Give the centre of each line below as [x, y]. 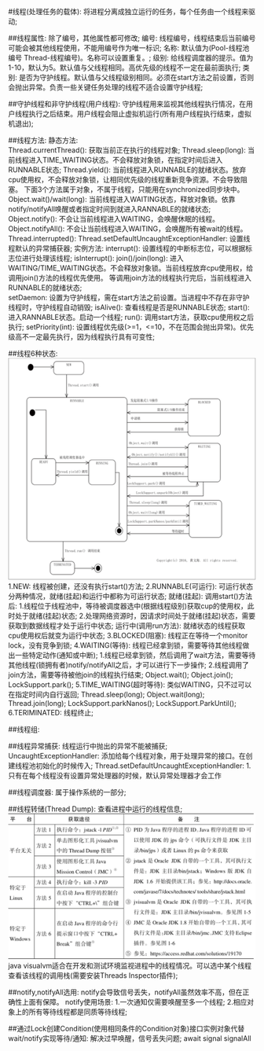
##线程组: [24, 729]
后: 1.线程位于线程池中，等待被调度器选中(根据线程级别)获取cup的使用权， [128, 606]
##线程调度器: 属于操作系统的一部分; [67, 792]
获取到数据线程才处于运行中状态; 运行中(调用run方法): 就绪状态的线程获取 [127, 626]
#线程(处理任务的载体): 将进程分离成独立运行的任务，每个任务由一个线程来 [128, 11]
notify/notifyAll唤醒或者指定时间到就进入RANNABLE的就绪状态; [110, 209]
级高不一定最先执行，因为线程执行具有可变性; [82, 337]
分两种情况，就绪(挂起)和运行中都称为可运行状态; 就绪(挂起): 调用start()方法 [130, 597]
